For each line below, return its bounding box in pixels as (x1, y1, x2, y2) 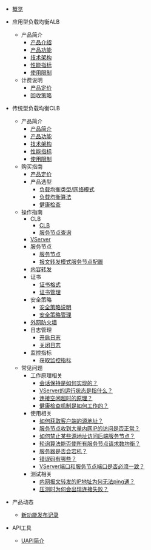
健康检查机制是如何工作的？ (39, 402, 109, 409)
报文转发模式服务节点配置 (39, 258, 104, 265)
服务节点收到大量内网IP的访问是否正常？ (39, 425, 140, 432)
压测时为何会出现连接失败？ (39, 486, 109, 492)
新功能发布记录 (21, 511, 59, 518)
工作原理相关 (30, 372, 62, 379)
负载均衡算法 (39, 193, 72, 200)
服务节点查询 (39, 229, 72, 236)
